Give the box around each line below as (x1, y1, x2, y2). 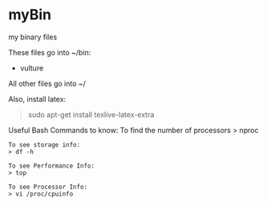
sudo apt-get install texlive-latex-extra (27, 110, 155, 119)
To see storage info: (8, 140, 81, 149)
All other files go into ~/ (8, 79, 87, 88)
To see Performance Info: (8, 162, 95, 170)
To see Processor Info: (8, 183, 88, 191)
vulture (19, 63, 44, 73)
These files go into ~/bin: (8, 47, 91, 57)
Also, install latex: (8, 94, 67, 103)
